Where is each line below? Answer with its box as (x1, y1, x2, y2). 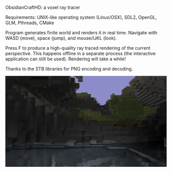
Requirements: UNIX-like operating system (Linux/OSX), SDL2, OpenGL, (5, 14, 157, 20)
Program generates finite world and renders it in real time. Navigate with (5, 30, 158, 35)
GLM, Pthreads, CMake (5, 20, 55, 26)
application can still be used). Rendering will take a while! (5, 56, 126, 62)
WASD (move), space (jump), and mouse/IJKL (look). (5, 35, 117, 41)
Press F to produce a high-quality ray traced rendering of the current (5, 45, 150, 51)
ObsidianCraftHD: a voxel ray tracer (5, 5, 80, 10)
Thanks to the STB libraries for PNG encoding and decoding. (5, 66, 133, 72)
